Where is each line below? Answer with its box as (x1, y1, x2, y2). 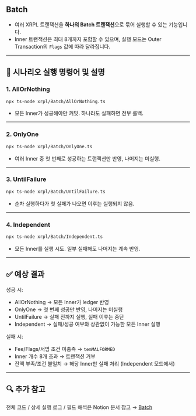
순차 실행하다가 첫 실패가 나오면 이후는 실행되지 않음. (14, 200, 135, 207)
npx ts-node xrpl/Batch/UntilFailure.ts (6, 189, 106, 195)
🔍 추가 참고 (6, 384, 45, 394)
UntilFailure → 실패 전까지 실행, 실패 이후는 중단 (14, 313, 124, 320)
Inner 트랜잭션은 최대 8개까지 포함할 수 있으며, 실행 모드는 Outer (14, 35, 162, 43)
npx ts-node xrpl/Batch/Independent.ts (6, 234, 103, 240)
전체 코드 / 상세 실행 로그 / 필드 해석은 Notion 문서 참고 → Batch (6, 404, 153, 411)
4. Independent (6, 220, 51, 229)
